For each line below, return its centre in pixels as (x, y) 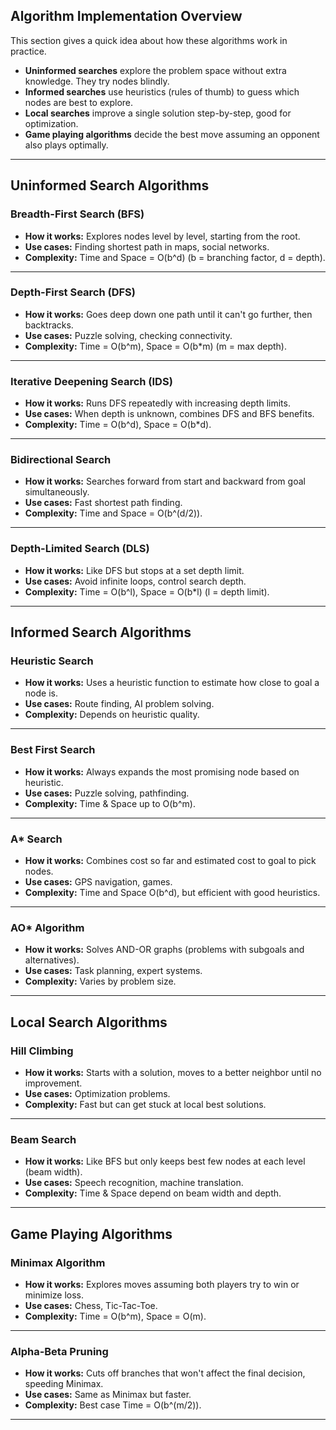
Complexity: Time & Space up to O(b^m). (110, 803)
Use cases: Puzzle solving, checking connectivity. (128, 335)
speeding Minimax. (64, 1384)
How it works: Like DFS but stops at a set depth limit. (134, 570)
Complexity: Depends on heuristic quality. (112, 715)
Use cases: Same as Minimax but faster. (108, 1395)
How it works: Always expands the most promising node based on (162, 771)
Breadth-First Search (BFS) (77, 214)
